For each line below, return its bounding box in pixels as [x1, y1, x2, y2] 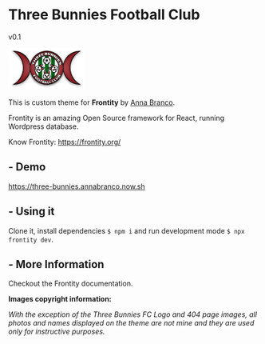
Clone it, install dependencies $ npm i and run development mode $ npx [8, 226, 245, 235]
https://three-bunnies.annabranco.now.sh [8, 182, 145, 191]
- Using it [8, 205, 55, 218]
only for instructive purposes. [8, 326, 105, 337]
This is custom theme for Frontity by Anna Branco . [8, 98, 176, 107]
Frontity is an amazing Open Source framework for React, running [8, 114, 225, 123]
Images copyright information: [8, 294, 112, 304]
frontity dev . [8, 234, 53, 244]
